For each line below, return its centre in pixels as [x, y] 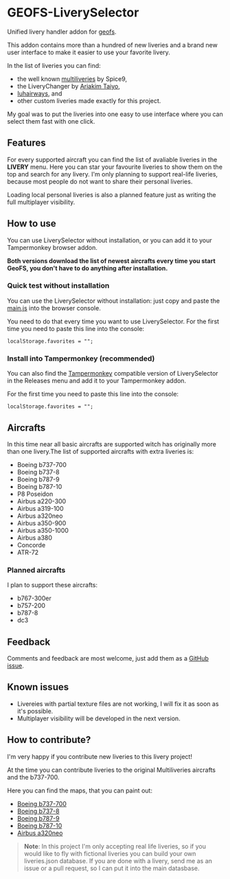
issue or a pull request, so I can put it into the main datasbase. [112, 868]
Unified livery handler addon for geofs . [62, 32]
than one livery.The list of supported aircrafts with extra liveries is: [101, 451]
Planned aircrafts [36, 570]
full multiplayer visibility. [41, 202]
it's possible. [35, 711]
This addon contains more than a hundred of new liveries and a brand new [112, 45]
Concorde [31, 545]
